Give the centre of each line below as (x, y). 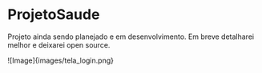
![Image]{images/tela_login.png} (60, 60)
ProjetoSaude (54, 15)
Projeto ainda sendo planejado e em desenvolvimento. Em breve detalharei (131, 36)
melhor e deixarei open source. (59, 44)
